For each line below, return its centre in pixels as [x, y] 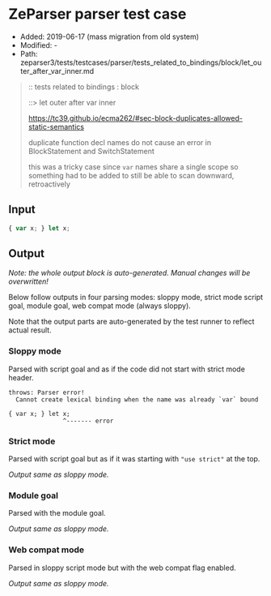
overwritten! [28, 281]
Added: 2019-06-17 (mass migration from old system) [110, 36]
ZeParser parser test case [97, 14]
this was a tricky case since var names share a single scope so [133, 166]
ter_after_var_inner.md [57, 71]
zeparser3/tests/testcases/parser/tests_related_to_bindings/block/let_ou [141, 62]
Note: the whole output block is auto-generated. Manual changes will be [129, 273]
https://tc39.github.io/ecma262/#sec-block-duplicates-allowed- [135, 118]
